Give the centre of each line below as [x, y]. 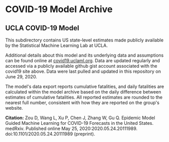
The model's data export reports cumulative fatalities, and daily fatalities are [85, 86]
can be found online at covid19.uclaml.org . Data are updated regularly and [83, 61]
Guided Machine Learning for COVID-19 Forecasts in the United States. [79, 123]
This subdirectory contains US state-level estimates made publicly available [84, 40]
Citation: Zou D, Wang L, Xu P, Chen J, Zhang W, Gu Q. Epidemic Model [80, 118]
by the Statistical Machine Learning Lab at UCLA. [57, 45]
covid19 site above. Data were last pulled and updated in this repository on [83, 71]
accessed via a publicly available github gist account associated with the [81, 66]
